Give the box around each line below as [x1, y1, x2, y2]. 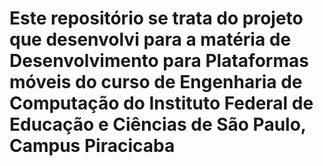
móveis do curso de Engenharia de [9, 71, 303, 94]
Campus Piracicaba [9, 135, 176, 157]
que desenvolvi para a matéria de [9, 28, 292, 51]
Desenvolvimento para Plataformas [9, 50, 309, 72]
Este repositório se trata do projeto [9, 7, 304, 30]
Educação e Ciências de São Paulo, [9, 113, 307, 136]
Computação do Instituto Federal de [9, 92, 314, 115]
